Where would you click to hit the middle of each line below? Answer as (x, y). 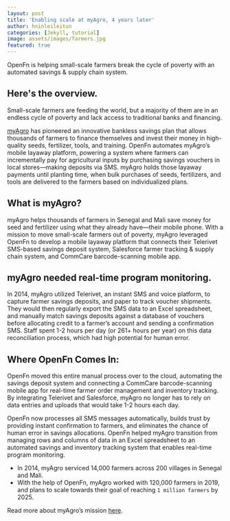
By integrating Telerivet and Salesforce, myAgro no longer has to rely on (109, 398)
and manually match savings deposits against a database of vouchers (106, 316)
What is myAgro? (45, 203)
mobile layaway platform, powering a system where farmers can (98, 152)
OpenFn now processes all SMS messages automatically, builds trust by (109, 418)
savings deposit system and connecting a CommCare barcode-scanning (110, 383)
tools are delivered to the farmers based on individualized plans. (98, 182)
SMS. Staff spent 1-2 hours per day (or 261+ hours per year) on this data (109, 330)
